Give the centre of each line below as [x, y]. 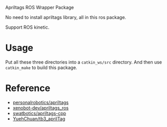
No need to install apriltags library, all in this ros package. [66, 17]
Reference [28, 88]
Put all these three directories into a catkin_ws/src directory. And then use [84, 62]
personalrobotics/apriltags [41, 102]
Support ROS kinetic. [27, 27]
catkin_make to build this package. [41, 67]
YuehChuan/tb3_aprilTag [39, 119]
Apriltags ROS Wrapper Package [40, 7]
